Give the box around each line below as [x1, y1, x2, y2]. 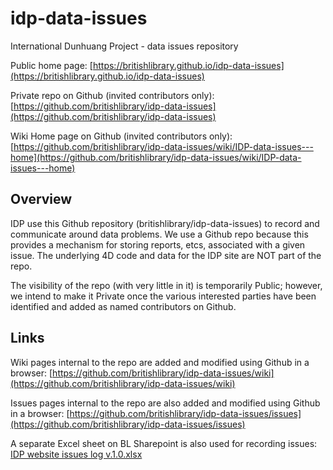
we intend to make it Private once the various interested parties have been [10, 290, 317, 302]
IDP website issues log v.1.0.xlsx [10, 448, 143, 460]
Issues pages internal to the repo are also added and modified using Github [10, 397, 321, 409]
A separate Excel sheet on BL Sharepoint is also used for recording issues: [10, 437, 318, 449]
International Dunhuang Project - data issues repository [10, 40, 239, 52]
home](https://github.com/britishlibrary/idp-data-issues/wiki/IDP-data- [10, 151, 302, 163]
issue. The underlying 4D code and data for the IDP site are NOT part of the [10, 249, 322, 261]
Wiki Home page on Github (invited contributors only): [10, 130, 233, 142]
